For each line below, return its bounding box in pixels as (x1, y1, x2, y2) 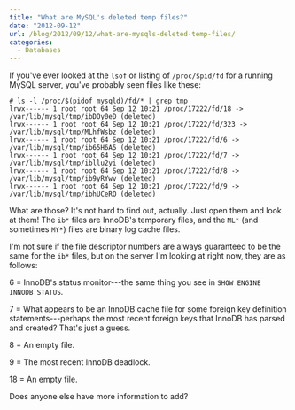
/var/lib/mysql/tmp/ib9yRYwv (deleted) (9, 174, 157, 183)
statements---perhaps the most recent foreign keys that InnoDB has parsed (9, 313, 285, 324)
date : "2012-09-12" (9, 21, 82, 30)
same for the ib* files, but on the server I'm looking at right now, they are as (9, 251, 286, 261)
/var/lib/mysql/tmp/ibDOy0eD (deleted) (9, 112, 157, 121)
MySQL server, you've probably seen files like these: (9, 80, 202, 90)
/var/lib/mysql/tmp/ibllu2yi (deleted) (9, 159, 157, 168)
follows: (9, 260, 38, 271)
